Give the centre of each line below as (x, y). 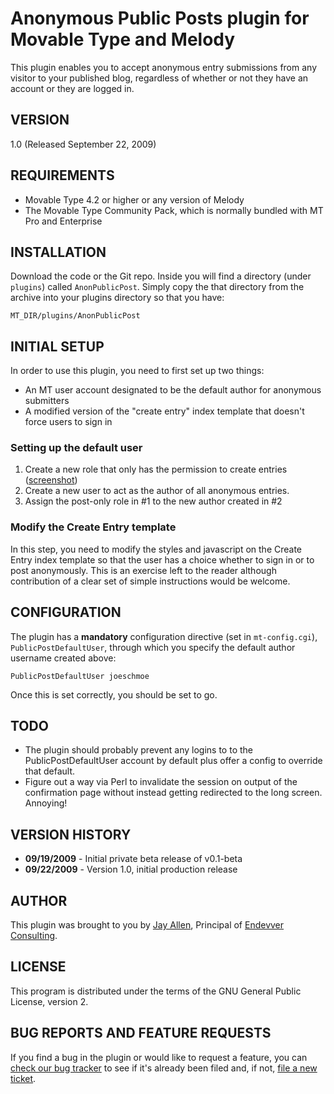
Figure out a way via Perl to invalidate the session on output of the (161, 782)
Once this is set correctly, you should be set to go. (114, 694)
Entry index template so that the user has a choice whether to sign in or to (162, 559)
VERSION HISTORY (71, 834)
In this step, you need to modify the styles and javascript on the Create (156, 549)
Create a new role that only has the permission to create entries (156, 469)
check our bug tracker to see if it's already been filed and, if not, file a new (164, 1068)
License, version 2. (49, 1001)
